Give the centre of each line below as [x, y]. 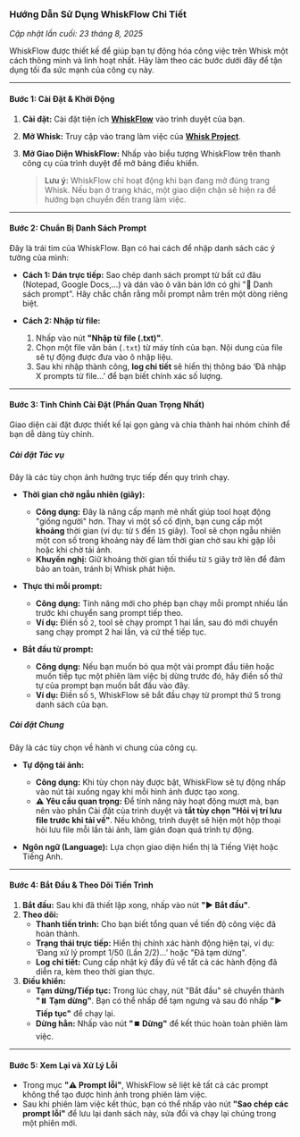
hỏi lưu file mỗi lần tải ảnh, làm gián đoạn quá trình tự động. [145, 830]
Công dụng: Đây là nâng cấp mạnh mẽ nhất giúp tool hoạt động [153, 511]
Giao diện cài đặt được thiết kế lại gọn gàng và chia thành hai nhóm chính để [150, 425]
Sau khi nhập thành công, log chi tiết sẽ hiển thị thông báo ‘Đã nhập [161, 366]
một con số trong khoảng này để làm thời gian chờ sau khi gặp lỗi [155, 540]
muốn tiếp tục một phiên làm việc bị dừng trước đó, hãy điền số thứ [159, 676]
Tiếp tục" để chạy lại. [75, 1014]
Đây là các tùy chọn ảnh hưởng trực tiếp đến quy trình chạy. [120, 476]
